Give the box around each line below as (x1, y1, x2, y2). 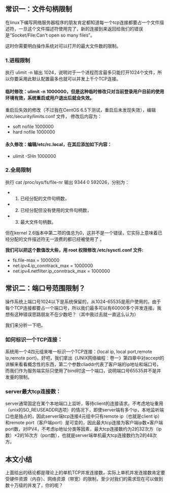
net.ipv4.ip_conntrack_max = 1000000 (12, 262, 93, 268)
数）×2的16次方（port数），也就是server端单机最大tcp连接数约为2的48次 (5, 432, 157, 439)
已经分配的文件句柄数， (20, 195, 70, 201)
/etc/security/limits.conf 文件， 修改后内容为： (5, 114, 103, 120)
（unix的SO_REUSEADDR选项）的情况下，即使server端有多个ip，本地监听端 (5, 407, 164, 413)
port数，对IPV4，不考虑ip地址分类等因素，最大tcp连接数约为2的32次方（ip (5, 426, 162, 432)
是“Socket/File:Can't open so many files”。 (5, 32, 95, 38)
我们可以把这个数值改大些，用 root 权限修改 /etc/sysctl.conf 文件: (5, 247, 144, 253)
